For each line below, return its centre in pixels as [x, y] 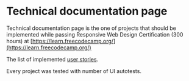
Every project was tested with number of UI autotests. [74, 71]
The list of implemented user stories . [52, 59]
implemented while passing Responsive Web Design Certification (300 [95, 34]
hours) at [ [20, 41]
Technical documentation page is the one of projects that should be [91, 28]
